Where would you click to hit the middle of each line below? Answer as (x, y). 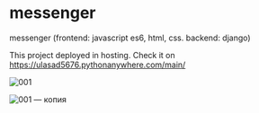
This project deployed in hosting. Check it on (92, 55)
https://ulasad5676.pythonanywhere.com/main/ (98, 65)
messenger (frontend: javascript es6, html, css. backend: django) (130, 38)
